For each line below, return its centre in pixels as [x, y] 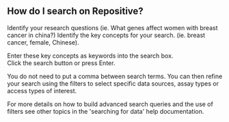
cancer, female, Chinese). [43, 42]
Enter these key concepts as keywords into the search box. [90, 56]
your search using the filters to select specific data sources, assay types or [113, 83]
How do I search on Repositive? [75, 11]
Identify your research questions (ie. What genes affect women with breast [112, 27]
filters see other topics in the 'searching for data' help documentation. [106, 111]
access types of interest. [42, 90]
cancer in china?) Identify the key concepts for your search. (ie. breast [106, 35]
